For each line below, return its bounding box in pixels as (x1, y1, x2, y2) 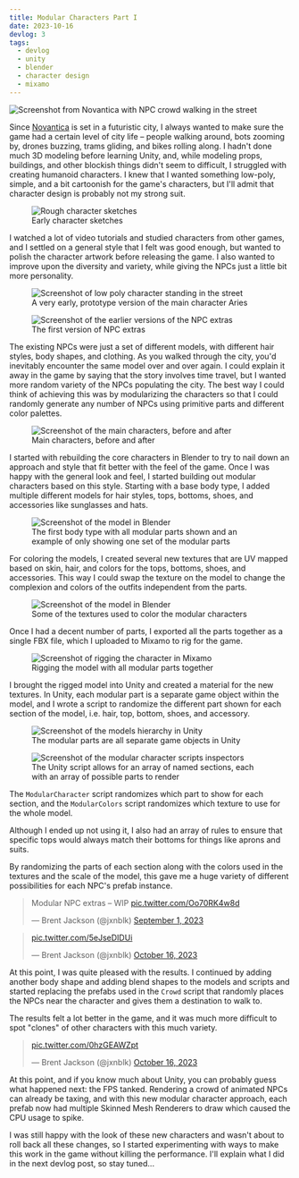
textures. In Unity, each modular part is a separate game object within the (9, 689, 279, 699)
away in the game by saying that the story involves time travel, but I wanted (9, 369, 287, 380)
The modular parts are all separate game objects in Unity (31, 734, 241, 745)
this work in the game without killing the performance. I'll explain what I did (9, 1148, 285, 1159)
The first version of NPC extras (31, 324, 145, 335)
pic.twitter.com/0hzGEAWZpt (30, 1039, 139, 1050)
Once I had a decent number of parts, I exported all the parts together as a (9, 625, 284, 636)
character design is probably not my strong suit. (9, 188, 186, 199)
